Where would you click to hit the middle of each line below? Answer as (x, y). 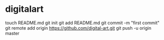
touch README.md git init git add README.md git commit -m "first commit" (82, 23)
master (12, 33)
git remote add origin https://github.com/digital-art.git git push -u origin (78, 28)
